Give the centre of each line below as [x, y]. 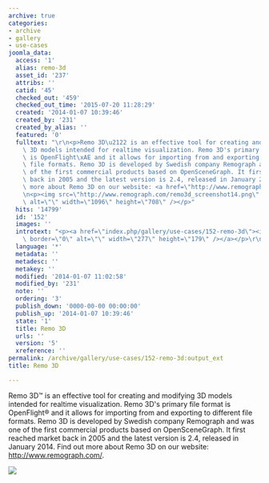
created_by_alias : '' [52, 127]
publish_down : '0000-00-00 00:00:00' [78, 306]
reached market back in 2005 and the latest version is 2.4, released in [124, 438]
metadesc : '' [37, 261]
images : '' [34, 224]
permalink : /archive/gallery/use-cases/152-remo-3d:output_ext [116, 358]
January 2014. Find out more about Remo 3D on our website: [109, 446]
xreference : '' [41, 351]
